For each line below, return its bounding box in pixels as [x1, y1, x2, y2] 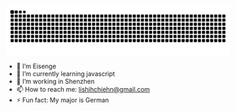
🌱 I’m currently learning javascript [16, 69, 115, 78]
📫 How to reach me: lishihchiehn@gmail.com [16, 85, 150, 93]
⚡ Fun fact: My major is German [16, 95, 109, 104]
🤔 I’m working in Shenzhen [16, 77, 95, 85]
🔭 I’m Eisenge [16, 62, 57, 70]
